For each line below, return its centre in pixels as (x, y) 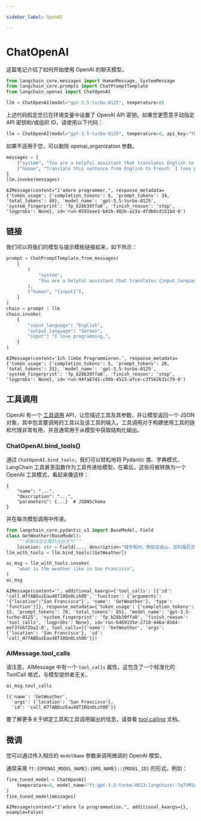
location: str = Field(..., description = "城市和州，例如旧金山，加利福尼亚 (106, 547)
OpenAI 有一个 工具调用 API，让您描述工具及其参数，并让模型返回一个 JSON (100, 415)
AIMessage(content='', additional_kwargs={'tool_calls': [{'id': (89, 591)
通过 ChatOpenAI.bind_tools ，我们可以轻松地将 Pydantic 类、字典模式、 (95, 460)
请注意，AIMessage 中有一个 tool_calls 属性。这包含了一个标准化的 (91, 667)
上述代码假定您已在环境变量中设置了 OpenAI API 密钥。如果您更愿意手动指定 (100, 115)
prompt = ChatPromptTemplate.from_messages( (63, 259)
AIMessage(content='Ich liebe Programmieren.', (67, 358)
